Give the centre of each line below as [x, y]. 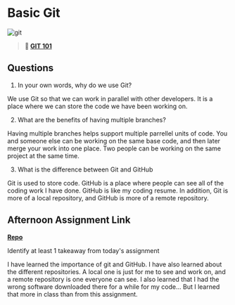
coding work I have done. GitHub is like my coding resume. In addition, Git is [118, 190]
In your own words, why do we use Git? [75, 85]
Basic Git [34, 13]
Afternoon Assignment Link [69, 220]
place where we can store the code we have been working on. [97, 106]
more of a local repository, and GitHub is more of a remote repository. [108, 197]
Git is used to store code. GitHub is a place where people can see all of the [115, 183]
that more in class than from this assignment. [73, 294]
